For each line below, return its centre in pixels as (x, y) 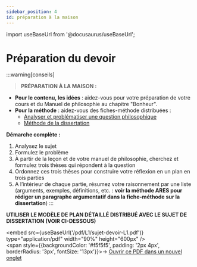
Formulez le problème (41, 153)
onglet (14, 258)
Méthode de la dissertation (57, 123)
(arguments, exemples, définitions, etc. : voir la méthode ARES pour (98, 191)
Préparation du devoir (61, 58)
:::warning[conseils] (30, 74)
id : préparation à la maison (42, 17)
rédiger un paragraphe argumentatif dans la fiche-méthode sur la (97, 197)
